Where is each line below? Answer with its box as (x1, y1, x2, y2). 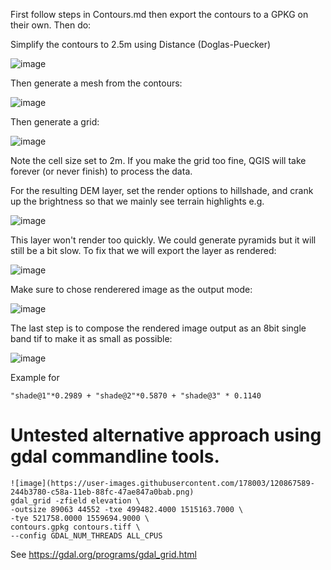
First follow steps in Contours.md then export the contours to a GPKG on (10, 9, 309, 20)
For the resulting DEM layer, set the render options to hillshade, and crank (10, 185, 314, 196)
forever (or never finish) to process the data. (10, 165, 193, 177)
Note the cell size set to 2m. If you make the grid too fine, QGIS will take (10, 155, 307, 166)
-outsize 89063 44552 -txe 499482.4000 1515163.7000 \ (10, 504, 244, 514)
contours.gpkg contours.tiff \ (10, 522, 141, 532)
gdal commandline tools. (10, 445, 220, 468)
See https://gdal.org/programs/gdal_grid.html (10, 548, 197, 560)
